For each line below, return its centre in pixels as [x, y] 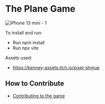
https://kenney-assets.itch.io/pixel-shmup [56, 67]
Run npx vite [25, 48]
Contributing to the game [39, 96]
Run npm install [29, 42]
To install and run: [24, 32]
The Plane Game [40, 9]
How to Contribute [35, 83]
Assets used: [19, 58]
